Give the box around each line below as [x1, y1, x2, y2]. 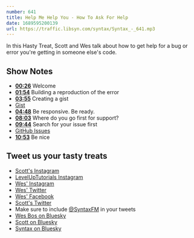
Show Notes [6, 66, 53, 76]
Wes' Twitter [15, 186, 47, 193]
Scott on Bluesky [15, 218, 57, 225]
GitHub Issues [15, 127, 50, 135]
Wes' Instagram [15, 179, 54, 187]
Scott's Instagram [15, 167, 59, 174]
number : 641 [6, 8, 36, 15]
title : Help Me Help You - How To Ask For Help [6, 14, 129, 21]
